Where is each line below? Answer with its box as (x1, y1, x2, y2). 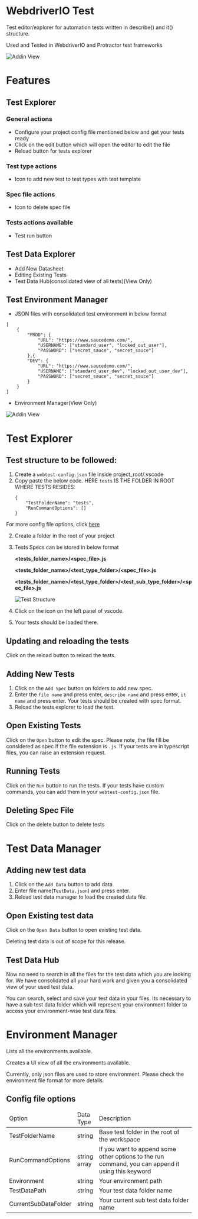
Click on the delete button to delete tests (6, 821, 105, 828)
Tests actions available (6, 218, 74, 227)
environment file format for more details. (6, 1076, 104, 1084)
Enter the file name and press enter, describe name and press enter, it (14, 691, 187, 698)
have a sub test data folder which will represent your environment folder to (6, 1001, 187, 1008)
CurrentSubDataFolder (9, 1199, 72, 1208)
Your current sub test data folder (98, 1196, 189, 1204)
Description (98, 1114, 131, 1122)
